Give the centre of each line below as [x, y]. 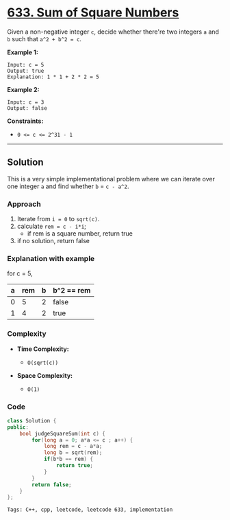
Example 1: [23, 52]
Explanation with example [51, 258]
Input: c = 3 [26, 102]
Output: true [26, 71]
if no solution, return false [53, 241]
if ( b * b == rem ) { [68, 459]
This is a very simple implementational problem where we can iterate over [111, 179]
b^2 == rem [72, 291]
